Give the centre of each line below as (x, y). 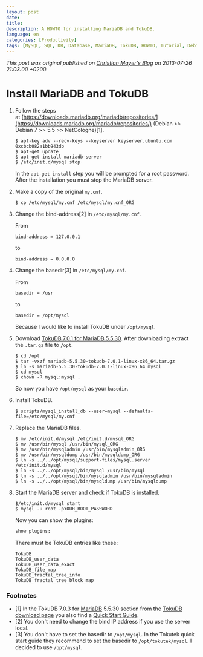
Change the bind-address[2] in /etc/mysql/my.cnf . (78, 214)
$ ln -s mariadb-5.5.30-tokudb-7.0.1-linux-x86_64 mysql (88, 366)
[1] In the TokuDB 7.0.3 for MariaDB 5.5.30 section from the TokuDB (98, 609)
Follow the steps (35, 110)
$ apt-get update (37, 151)
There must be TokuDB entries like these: (66, 543)
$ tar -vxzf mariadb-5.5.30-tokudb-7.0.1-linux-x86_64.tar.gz (95, 361)
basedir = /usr (34, 293)
